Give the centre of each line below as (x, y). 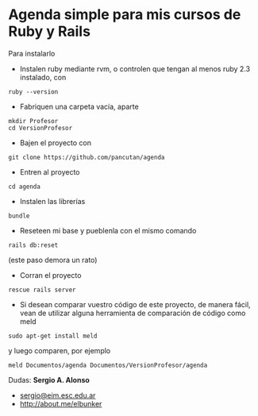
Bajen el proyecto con (55, 143)
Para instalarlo (32, 53)
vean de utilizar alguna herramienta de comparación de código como (133, 313)
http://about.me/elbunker (61, 403)
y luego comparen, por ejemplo (60, 350)
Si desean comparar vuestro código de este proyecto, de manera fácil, (135, 304)
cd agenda (25, 187)
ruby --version (33, 92)
